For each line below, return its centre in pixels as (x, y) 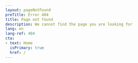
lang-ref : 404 (20, 34)
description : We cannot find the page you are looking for (69, 24)
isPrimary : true (27, 48)
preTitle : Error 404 (27, 15)
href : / (18, 52)
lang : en (14, 29)
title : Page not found (29, 19)
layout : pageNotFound (28, 10)
